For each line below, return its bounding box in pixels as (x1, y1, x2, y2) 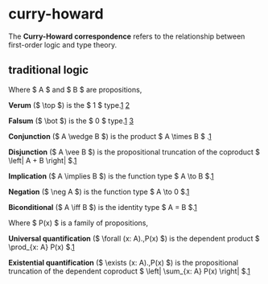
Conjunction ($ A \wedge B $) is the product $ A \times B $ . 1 (8, 131, 212, 141)
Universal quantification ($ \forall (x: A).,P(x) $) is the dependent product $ (8, 233, 260, 243)
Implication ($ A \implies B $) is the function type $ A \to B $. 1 (8, 171, 215, 181)
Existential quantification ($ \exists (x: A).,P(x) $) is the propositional (8, 257, 239, 267)
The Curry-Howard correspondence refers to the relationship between (8, 31, 245, 41)
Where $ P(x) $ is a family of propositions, (8, 218, 149, 228)
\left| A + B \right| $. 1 (8, 155, 77, 165)
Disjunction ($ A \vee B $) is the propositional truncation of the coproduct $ (8, 146, 260, 157)
